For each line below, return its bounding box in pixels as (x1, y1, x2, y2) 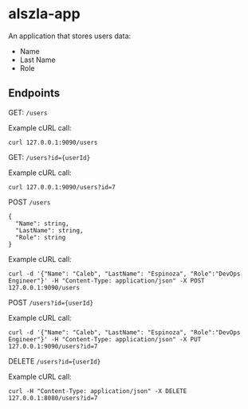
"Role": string (15, 233, 66, 241)
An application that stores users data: (8, 31, 132, 41)
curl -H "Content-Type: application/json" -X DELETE (8, 387, 187, 395)
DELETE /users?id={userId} (8, 356, 101, 366)
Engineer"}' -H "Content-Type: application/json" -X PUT (8, 335, 202, 343)
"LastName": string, (15, 226, 84, 235)
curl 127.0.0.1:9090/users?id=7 (8, 183, 116, 191)
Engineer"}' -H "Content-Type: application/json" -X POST (8, 276, 205, 285)
